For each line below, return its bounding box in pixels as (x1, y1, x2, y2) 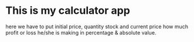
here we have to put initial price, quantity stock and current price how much (5, 23, 189, 30)
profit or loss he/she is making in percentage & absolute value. (5, 29, 156, 36)
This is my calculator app (5, 4, 130, 17)
